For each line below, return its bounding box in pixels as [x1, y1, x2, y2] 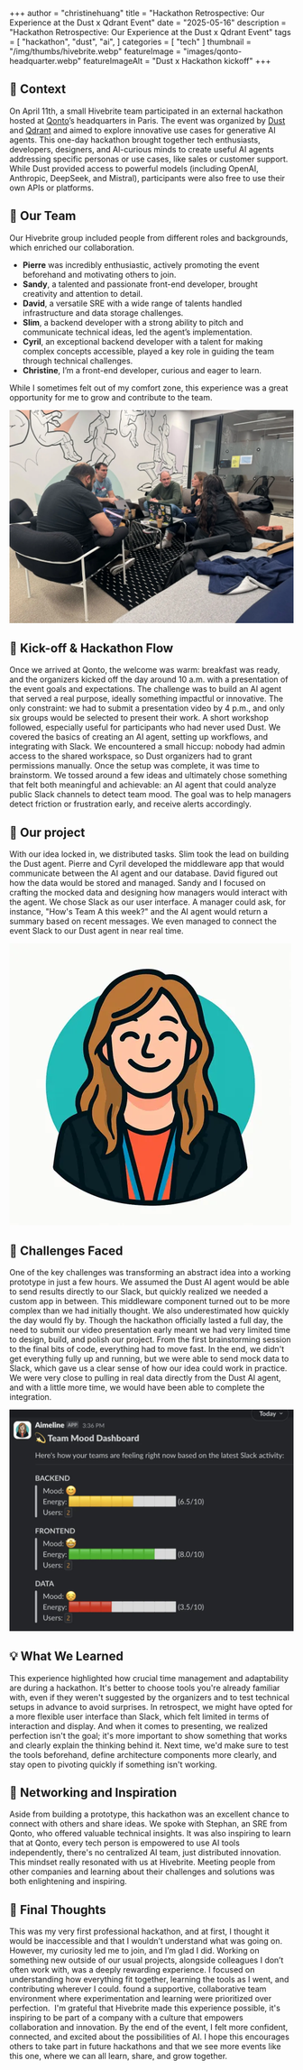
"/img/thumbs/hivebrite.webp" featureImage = [9, 46, 182, 57]
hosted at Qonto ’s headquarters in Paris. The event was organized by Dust [9, 115, 286, 125]
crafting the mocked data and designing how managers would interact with [9, 888, 289, 898]
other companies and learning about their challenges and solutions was [9, 1866, 275, 1877]
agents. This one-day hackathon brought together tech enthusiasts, [9, 134, 261, 145]
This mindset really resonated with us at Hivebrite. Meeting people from [9, 1857, 276, 1868]
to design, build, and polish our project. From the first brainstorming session [9, 1334, 291, 1345]
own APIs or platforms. [9, 182, 95, 193]
